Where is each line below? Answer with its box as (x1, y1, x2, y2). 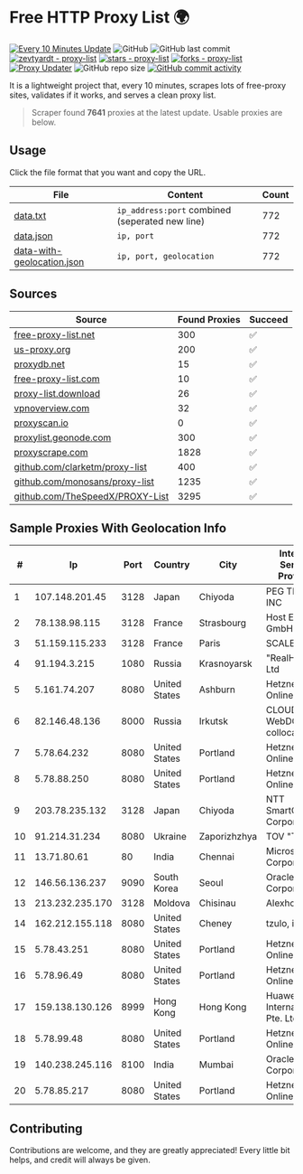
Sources (9, 286, 58, 302)
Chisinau (198, 897, 236, 909)
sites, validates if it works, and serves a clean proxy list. (9, 89, 216, 100)
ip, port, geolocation (116, 250, 215, 261)
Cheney (198, 917, 233, 930)
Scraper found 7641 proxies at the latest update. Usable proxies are (31, 107, 283, 117)
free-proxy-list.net (14, 328, 96, 341)
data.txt (14, 209, 47, 221)
